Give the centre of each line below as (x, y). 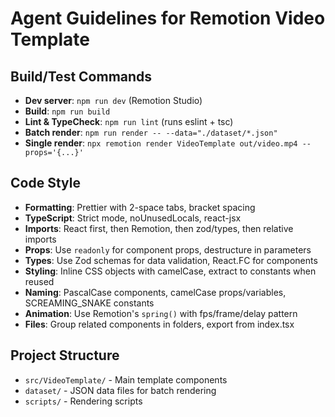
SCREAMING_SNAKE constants (89, 303)
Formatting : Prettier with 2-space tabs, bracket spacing (140, 207)
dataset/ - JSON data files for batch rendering (120, 390)
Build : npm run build (67, 111)
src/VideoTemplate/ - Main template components (126, 379)
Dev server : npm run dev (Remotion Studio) (113, 100)
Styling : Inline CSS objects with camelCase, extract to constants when (170, 271)
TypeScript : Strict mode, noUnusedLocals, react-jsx (133, 218)
